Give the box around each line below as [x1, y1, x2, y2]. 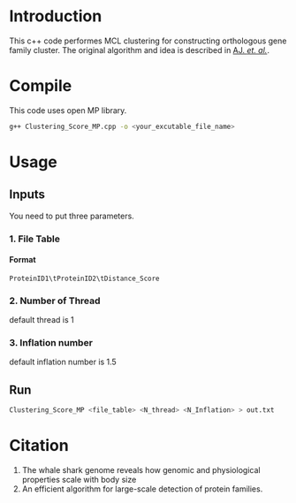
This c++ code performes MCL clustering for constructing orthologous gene [9, 35, 287, 46]
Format [9, 255, 37, 265]
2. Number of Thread [9, 294, 101, 307]
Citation [9, 436, 69, 456]
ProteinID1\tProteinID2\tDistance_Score [9, 274, 161, 283]
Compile [9, 76, 72, 96]
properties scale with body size [21, 475, 137, 485]
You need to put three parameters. [9, 210, 134, 221]
